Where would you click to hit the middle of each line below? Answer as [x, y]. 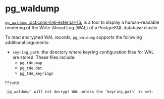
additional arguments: [27, 42]
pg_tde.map [31, 63]
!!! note [12, 83]
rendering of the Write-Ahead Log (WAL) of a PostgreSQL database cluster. [82, 27]
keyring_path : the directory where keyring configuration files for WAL [83, 52]
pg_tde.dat [31, 68]
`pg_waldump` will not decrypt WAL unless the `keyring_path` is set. [80, 92]
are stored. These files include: [44, 57]
